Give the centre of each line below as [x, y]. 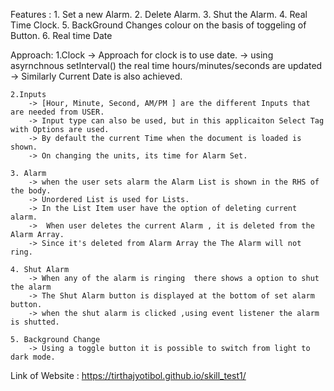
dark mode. [33, 357]
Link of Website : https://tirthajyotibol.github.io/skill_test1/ [128, 375]
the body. [31, 191]
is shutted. [35, 322]
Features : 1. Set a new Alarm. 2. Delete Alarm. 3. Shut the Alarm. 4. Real [159, 14]
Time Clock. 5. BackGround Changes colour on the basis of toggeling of [158, 25]
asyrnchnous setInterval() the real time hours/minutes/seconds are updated [166, 65]
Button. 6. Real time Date [61, 35]
